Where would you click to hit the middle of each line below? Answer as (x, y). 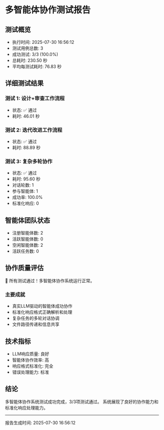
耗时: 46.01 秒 (26, 116)
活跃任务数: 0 (25, 251)
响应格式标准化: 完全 (33, 366)
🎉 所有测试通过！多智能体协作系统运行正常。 (50, 280)
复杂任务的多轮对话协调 (36, 318)
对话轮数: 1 (23, 185)
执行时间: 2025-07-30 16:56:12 (43, 42)
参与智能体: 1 (25, 191)
